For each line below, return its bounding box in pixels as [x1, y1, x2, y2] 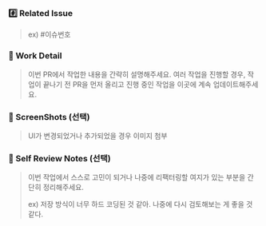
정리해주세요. [42, 183, 84, 192]
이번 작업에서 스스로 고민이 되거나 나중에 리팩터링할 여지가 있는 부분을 [27, 172, 246, 182]
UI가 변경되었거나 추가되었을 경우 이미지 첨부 [27, 131, 168, 141]
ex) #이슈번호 [27, 30, 71, 39]
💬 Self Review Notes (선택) [8, 153, 111, 164]
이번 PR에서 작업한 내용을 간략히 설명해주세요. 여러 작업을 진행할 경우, [27, 69, 246, 79]
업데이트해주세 [212, 79, 259, 89]
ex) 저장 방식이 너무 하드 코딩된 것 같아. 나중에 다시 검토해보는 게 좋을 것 [27, 200, 253, 209]
